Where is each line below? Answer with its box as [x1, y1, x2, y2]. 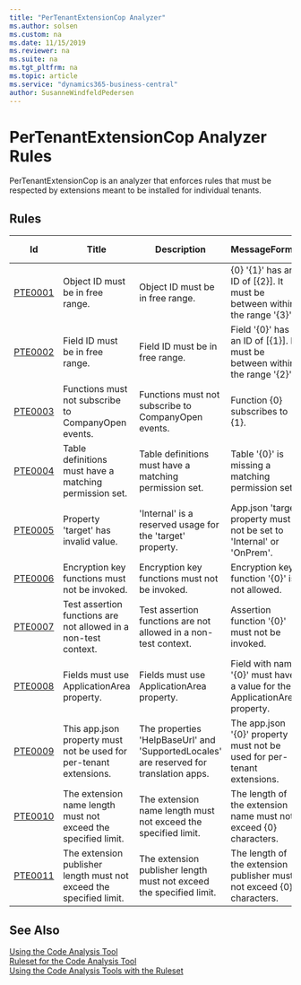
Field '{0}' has [230, 324, 289, 336]
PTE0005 [13, 524, 55, 536]
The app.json [230, 717, 286, 729]
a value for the [230, 680, 291, 693]
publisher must [230, 869, 294, 882]
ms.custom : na [9, 30, 63, 39]
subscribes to [230, 405, 288, 418]
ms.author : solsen [9, 22, 78, 31]
